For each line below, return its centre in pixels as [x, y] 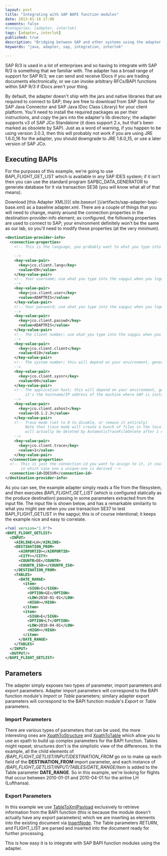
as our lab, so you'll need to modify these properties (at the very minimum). [83, 228]
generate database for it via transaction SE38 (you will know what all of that [83, 187]
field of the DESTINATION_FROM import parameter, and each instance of [80, 762]
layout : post [19, 10]
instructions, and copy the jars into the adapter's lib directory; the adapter [81, 117]
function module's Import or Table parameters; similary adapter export [77, 696]
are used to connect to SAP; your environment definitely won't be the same [82, 223]
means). [14, 193]
